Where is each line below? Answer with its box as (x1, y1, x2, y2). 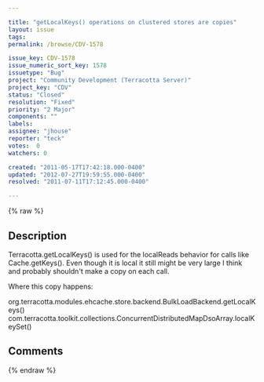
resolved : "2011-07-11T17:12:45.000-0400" (8, 178, 149, 186)
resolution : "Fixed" (8, 98, 76, 106)
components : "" (8, 113, 58, 121)
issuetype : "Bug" (8, 69, 65, 77)
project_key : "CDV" (8, 83, 72, 91)
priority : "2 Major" (8, 105, 76, 114)
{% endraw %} (8, 366, 57, 375)
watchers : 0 (8, 149, 47, 157)
